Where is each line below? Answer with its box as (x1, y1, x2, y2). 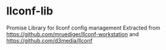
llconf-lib (6, 4, 54, 18)
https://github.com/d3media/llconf (6, 37, 93, 44)
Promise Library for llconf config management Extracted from (6, 24, 161, 31)
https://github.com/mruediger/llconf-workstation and (6, 30, 139, 37)
